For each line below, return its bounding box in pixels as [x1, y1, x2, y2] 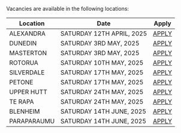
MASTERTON [9, 49, 47, 57]
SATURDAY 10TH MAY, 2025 [60, 59, 144, 66]
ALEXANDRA [9, 29, 46, 38]
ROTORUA [9, 59, 39, 66]
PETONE [9, 78, 34, 86]
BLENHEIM [9, 107, 40, 116]
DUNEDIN [9, 39, 37, 47]
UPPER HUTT [9, 88, 48, 96]
